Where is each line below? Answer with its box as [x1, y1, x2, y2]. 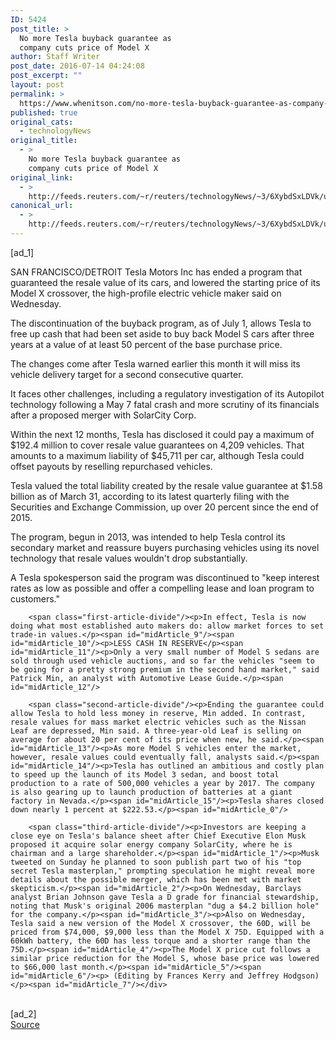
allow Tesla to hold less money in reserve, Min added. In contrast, [10, 708, 307, 718]
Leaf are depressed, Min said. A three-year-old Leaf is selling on [10, 726, 302, 736]
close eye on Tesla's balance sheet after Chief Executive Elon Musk [10, 831, 307, 841]
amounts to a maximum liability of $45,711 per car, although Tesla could [10, 449, 305, 461]
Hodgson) [283, 971, 320, 981]
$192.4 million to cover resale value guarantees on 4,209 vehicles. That [10, 439, 305, 451]
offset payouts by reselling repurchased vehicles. [10, 460, 213, 472]
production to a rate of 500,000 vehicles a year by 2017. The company [10, 778, 315, 788]
